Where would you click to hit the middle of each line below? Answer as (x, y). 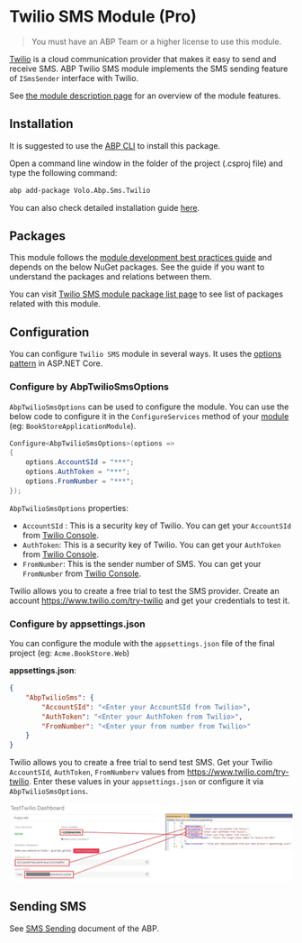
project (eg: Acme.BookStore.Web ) (70, 653)
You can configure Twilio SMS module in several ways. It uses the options (146, 354)
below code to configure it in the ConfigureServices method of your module (149, 416)
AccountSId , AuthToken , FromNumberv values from (98, 772)
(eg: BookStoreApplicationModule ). (73, 426)
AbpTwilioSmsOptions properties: (69, 508)
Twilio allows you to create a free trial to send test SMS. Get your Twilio (141, 763)
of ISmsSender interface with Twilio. (74, 78)
